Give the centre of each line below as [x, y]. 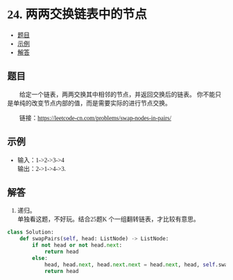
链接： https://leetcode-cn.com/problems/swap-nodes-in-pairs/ [96, 118]
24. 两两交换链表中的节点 [77, 15]
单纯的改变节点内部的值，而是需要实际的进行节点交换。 [92, 103]
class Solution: [31, 232]
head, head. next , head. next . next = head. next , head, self [130, 265]
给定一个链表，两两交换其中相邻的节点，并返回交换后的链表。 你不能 [118, 94]
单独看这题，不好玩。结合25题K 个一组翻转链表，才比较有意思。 [108, 220]
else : [40, 258]
